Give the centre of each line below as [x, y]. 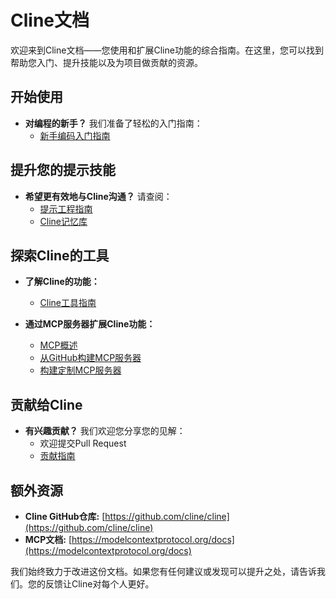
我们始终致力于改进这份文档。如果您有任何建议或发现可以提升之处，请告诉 [163, 571]
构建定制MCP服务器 [80, 370]
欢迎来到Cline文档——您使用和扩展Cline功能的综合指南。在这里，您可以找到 [167, 50]
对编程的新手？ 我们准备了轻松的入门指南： [113, 123]
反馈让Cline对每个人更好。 [99, 584]
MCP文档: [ [48, 539]
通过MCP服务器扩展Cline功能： [90, 324]
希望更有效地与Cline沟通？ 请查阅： [98, 196]
